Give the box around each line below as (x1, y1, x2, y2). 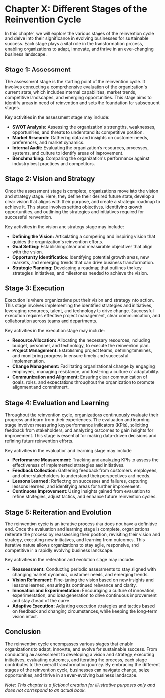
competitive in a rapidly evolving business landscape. (5, 547, 114, 553)
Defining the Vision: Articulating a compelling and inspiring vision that (12, 233, 156, 239)
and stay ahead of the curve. (12, 598, 71, 603)
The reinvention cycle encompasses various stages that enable (5, 641, 133, 647)
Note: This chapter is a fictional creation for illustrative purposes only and (5, 682, 156, 688)
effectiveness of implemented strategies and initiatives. (12, 462, 125, 468)
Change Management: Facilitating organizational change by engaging (12, 363, 155, 369)
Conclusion (5, 628, 41, 636)
